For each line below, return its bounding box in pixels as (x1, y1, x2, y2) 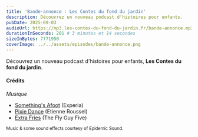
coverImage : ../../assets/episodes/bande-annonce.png (6, 42, 141, 48)
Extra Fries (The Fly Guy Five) (14, 114, 87, 121)
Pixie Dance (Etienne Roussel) (14, 108, 88, 115)
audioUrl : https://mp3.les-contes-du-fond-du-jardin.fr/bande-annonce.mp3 (6, 25, 194, 31)
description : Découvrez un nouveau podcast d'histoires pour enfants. (6, 14, 183, 20)
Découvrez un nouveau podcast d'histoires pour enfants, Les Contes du (6, 57, 181, 65)
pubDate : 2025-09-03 (6, 19, 57, 25)
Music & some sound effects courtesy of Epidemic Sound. (6, 126, 124, 132)
